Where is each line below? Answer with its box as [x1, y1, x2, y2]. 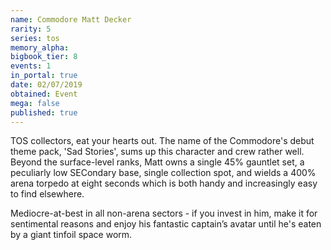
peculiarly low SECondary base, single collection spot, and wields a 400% [10, 167, 317, 179]
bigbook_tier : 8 [10, 52, 78, 62]
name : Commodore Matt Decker [10, 14, 132, 25]
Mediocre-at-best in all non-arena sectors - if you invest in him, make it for [10, 207, 318, 220]
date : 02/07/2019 [10, 80, 83, 90]
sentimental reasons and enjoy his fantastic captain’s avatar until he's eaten [10, 218, 322, 230]
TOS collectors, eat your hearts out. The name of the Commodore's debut [10, 135, 315, 147]
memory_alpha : [10, 42, 70, 53]
